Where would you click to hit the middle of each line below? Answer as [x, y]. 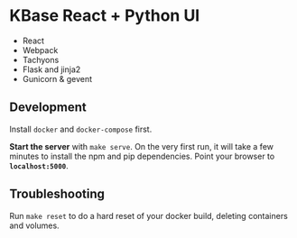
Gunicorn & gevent [57, 78]
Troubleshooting [57, 194]
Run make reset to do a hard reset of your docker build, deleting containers [149, 215]
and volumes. [35, 225]
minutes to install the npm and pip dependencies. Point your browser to [142, 156]
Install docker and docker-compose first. [81, 129]
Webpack [40, 50]
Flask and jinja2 [51, 69]
